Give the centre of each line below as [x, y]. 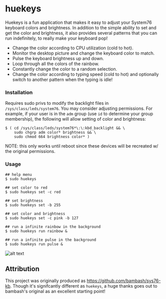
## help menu [19, 174]
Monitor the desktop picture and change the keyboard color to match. [83, 53]
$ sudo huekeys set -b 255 [33, 205]
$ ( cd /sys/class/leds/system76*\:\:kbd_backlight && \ [65, 128]
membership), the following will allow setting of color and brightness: [76, 119]
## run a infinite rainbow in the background [53, 226]
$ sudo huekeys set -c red [33, 192]
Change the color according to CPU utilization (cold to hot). [73, 48]
